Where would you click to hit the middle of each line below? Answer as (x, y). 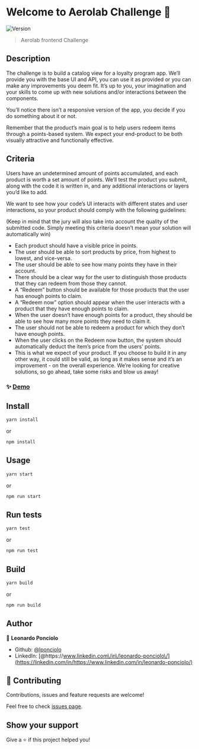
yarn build (20, 583)
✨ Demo (18, 387)
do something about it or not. (41, 116)
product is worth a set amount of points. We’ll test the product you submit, (97, 179)
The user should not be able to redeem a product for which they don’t (100, 327)
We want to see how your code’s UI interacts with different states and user (97, 204)
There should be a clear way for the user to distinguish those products (100, 277)
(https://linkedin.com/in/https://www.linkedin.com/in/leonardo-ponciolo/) (104, 662)
